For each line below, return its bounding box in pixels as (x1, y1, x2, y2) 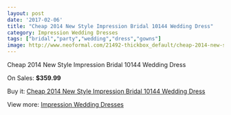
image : (7, 42, 26, 49)
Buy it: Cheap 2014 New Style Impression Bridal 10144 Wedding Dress (7, 87, 206, 95)
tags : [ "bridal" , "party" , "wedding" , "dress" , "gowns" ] (7, 36, 162, 42)
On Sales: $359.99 (7, 74, 61, 82)
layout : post (7, 10, 45, 17)
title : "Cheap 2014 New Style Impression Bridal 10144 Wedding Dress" (7, 23, 214, 29)
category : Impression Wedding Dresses (7, 29, 118, 36)
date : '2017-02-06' (7, 16, 63, 23)
